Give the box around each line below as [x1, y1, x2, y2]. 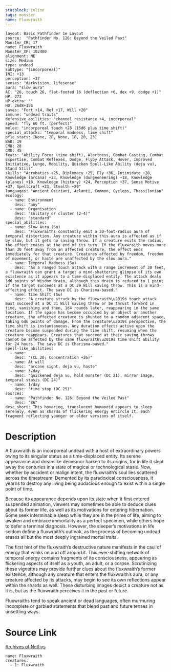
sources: [5, 391, 24, 396]
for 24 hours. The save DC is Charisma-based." [5, 341, 109, 347]
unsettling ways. [5, 609, 40, 615]
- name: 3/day [10, 369, 40, 374]
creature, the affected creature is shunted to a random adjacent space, [5, 315, 166, 320]
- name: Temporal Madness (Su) [10, 261, 77, 266]
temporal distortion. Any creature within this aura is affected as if [5, 233, 161, 239]
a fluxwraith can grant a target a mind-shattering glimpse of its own [5, 269, 161, 275]
